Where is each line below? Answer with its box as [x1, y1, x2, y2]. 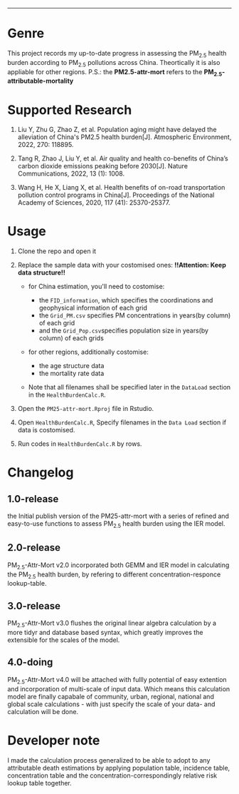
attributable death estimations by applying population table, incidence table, [7, 763, 230, 772]
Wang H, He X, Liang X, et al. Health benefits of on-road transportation [17, 183, 225, 192]
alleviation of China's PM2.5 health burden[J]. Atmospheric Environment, [17, 133, 232, 141]
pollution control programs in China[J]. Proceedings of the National [17, 190, 215, 200]
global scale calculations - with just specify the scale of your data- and [7, 700, 216, 708]
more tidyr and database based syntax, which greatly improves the [7, 628, 203, 637]
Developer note [7, 732, 100, 748]
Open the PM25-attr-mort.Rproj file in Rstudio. [17, 404, 154, 413]
